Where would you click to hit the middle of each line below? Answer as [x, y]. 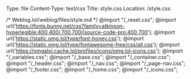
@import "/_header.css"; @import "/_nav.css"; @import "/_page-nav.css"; [96, 63]
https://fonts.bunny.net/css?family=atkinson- [70, 26]
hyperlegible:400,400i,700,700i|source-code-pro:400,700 [77, 32]
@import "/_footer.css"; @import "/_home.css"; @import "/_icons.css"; [92, 69]
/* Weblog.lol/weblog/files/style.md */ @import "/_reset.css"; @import [91, 20]
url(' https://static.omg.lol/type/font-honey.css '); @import [75, 38]
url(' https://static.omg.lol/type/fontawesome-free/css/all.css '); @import [93, 44]
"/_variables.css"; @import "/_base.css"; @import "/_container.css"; [88, 57]
